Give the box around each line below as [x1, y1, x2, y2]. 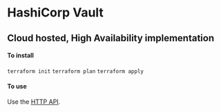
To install [7, 52, 35, 60]
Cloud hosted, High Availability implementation [7, 32, 215, 44]
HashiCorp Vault [7, 5, 104, 21]
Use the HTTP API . [7, 98, 61, 106]
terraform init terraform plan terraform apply [7, 67, 144, 75]
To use [7, 82, 28, 91]
